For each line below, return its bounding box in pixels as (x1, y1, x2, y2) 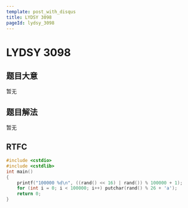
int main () (6, 169, 33, 175)
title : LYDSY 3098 (6, 14, 52, 20)
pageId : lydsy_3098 (6, 20, 55, 26)
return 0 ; (17, 191, 42, 197)
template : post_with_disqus (6, 8, 76, 15)
